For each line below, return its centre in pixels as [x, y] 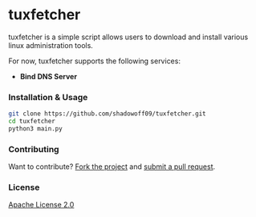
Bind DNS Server [49, 76]
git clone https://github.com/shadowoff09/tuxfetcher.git [107, 114]
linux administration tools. [51, 45]
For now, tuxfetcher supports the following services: [94, 61]
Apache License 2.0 [41, 205]
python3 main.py [35, 129]
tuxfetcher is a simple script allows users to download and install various [128, 37]
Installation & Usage [48, 97]
